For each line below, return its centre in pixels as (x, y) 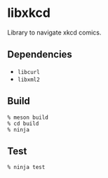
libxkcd (29, 13)
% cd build (23, 123)
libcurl (28, 72)
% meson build (28, 117)
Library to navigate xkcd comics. (54, 32)
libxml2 (28, 80)
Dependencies (40, 55)
